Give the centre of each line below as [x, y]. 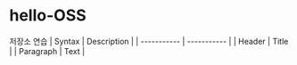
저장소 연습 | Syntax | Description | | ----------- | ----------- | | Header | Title [149, 41]
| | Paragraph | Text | [47, 51]
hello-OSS [48, 16]
